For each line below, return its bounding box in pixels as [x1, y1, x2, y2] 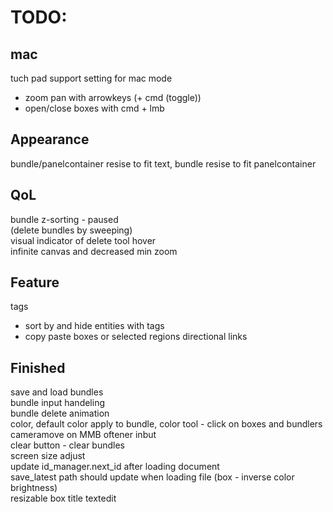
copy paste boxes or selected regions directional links [24, 331, 248, 343]
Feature [10, 274, 60, 291]
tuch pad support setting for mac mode [10, 72, 173, 84]
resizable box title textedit [10, 492, 117, 505]
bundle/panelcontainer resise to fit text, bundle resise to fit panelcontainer [10, 157, 317, 170]
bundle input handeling [10, 397, 105, 409]
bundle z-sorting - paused [10, 213, 119, 225]
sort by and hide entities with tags [24, 320, 165, 332]
